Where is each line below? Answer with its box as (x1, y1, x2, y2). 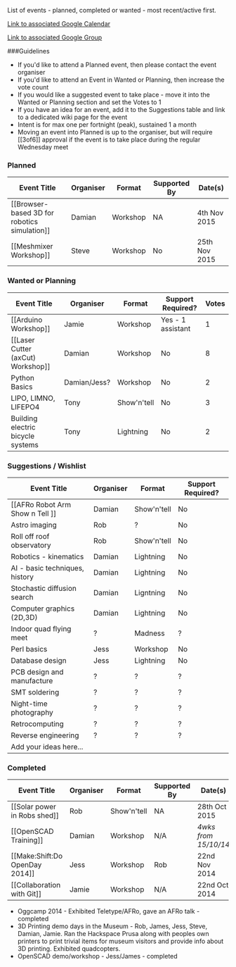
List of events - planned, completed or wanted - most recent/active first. (7, 6, 216, 14)
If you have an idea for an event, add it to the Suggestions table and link (17, 106, 226, 113)
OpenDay (11, 860, 42, 870)
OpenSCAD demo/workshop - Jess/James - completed (17, 952, 178, 961)
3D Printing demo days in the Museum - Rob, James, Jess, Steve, (17, 922, 208, 930)
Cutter (11, 344, 32, 354)
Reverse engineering (11, 730, 79, 740)
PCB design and (11, 667, 64, 677)
